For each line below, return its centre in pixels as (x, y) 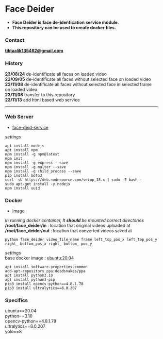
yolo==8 (13, 332)
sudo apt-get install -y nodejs (38, 184)
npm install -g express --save (37, 163)
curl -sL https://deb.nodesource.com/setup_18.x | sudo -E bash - (73, 180)
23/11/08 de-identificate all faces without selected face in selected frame (78, 84)
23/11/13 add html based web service (42, 100)
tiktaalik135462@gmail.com (34, 51)
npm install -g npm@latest (32, 154)
